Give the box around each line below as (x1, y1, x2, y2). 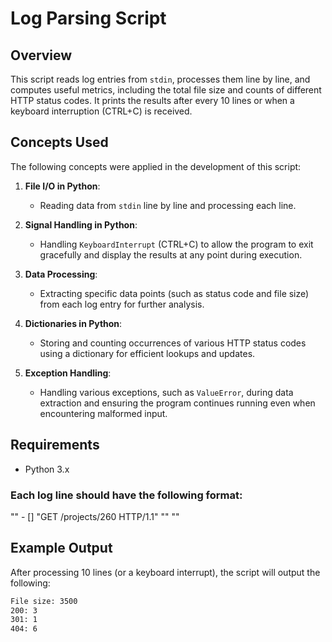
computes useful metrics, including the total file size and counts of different (10, 84, 322, 96)
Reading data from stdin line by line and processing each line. (39, 199, 297, 211)
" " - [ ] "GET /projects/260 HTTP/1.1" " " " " (10, 510, 180, 522)
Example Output (10, 540, 113, 557)
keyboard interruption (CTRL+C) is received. (10, 105, 193, 117)
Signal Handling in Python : (24, 218, 138, 231)
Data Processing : (24, 268, 98, 280)
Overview (10, 47, 73, 64)
